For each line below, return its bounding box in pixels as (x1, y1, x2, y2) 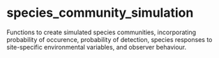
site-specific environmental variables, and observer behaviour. (6, 43, 187, 51)
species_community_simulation (6, 5, 194, 21)
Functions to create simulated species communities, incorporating (6, 28, 197, 36)
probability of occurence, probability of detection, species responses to (6, 35, 213, 43)
